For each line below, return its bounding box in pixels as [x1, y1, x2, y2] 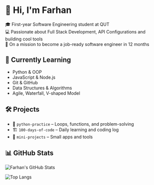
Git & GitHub [12, 79, 38, 85]
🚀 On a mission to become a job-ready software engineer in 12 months [5, 41, 150, 47]
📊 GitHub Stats [5, 149, 54, 157]
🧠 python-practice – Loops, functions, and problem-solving [12, 121, 134, 127]
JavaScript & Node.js [12, 74, 56, 80]
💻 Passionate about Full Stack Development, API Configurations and [5, 28, 146, 34]
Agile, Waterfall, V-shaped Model [12, 90, 80, 96]
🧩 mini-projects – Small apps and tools [12, 134, 93, 140]
